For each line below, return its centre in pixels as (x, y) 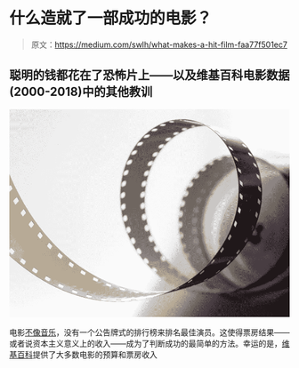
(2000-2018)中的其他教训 (81, 92)
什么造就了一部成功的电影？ (111, 18)
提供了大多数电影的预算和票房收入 (95, 355)
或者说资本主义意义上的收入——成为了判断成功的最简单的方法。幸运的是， (145, 344)
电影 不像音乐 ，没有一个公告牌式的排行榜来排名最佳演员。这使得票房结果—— (149, 332)
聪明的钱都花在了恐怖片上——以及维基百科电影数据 (149, 75)
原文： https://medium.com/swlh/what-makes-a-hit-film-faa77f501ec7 (159, 44)
